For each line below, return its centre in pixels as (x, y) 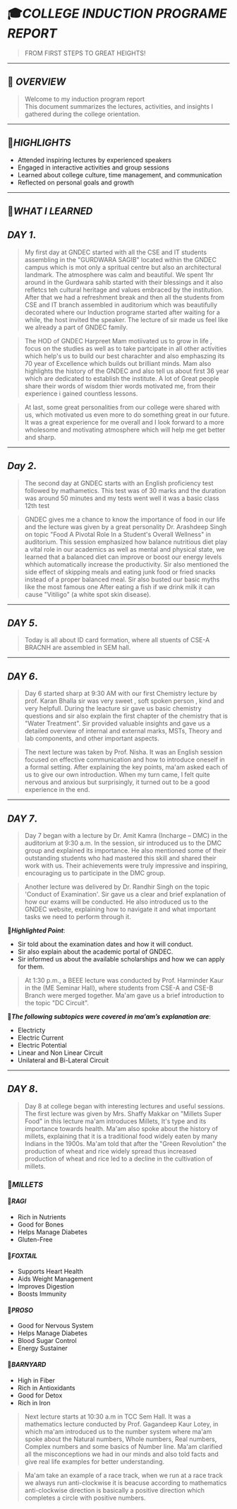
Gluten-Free (35, 1239)
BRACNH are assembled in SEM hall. (78, 648)
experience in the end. (57, 790)
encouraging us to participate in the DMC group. (95, 873)
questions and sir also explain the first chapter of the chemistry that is (126, 716)
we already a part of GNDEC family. (76, 327)
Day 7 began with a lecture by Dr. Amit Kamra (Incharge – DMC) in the (126, 836)
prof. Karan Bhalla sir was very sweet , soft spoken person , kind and (124, 701)
